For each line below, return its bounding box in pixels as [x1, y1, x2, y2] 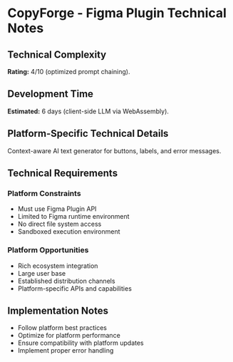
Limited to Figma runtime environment [17, 212, 130, 221]
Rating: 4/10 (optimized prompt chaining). [7, 68, 130, 76]
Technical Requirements [7, 167, 118, 180]
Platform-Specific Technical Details [7, 128, 169, 140]
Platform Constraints [7, 188, 81, 198]
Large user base [17, 269, 66, 277]
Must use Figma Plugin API [17, 205, 97, 213]
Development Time [7, 88, 94, 100]
